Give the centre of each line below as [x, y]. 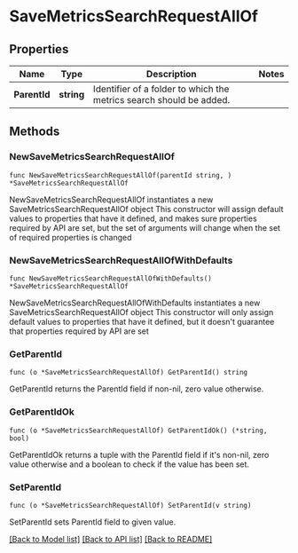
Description [171, 74]
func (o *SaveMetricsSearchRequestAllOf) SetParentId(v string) [130, 505]
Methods [35, 132]
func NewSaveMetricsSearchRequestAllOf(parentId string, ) [121, 175]
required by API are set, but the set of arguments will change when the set [145, 227]
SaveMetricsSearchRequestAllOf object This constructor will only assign [141, 312]
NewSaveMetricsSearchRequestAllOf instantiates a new [111, 199]
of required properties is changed [71, 237]
